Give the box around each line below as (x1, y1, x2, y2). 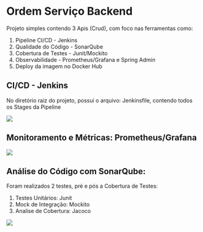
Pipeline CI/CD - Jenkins (15, 36, 78, 44)
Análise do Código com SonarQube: (6, 166, 146, 176)
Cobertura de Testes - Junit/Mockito (15, 49, 108, 56)
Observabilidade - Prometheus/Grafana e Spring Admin (15, 56, 156, 63)
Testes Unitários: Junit (15, 195, 72, 202)
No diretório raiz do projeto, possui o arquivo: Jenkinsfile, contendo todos (6, 96, 193, 104)
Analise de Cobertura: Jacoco (15, 207, 91, 215)
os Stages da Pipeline (6, 103, 61, 110)
